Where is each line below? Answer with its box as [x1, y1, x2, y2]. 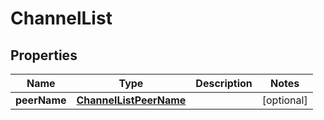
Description [195, 77, 253, 90]
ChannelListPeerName [76, 93, 187, 107]
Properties [10, 47, 78, 64]
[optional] [261, 93, 308, 107]
